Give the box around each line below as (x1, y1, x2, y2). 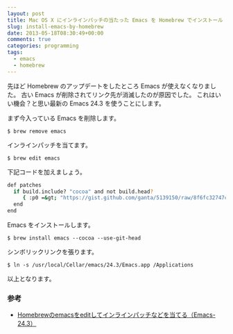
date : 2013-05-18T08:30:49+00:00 (7, 29, 104, 37)
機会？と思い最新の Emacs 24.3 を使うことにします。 (12, 99, 165, 108)
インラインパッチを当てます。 (7, 140, 92, 149)
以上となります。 (7, 275, 55, 283)
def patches (7, 181, 42, 188)
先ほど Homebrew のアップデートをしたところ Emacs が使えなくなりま (7, 81, 210, 90)
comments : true (7, 36, 51, 43)
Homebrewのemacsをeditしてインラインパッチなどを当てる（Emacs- (17, 310, 216, 319)
